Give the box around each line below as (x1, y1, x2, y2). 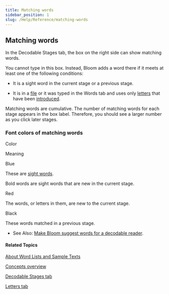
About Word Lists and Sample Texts (5, 253, 81, 259)
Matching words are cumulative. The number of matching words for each (5, 106, 160, 112)
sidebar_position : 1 (5, 12, 50, 17)
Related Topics (5, 242, 38, 248)
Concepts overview (5, 263, 47, 269)
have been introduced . (12, 96, 60, 102)
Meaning (5, 151, 24, 157)
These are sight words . (5, 171, 54, 177)
